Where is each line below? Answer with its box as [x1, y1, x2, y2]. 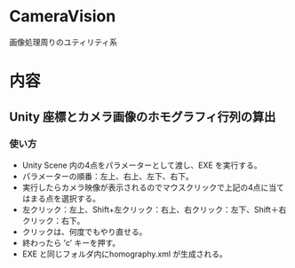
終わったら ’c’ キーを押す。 [21, 237, 121, 248]
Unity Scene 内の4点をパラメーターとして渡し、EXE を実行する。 [21, 160, 262, 170]
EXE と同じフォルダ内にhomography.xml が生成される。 [21, 248, 228, 259]
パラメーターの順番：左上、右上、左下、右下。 [21, 170, 194, 181]
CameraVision [9, 6, 116, 27]
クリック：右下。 [21, 215, 85, 225]
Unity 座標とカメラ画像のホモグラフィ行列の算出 [9, 109, 276, 124]
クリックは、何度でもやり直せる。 [21, 226, 147, 237]
